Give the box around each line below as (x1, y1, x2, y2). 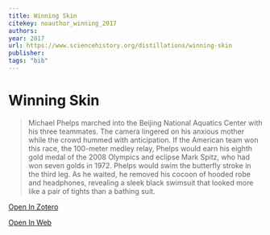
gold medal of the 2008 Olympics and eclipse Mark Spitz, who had (27, 152, 250, 162)
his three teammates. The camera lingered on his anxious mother (27, 126, 245, 136)
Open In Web (8, 217, 52, 227)
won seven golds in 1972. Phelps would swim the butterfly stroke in (27, 160, 251, 170)
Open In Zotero (8, 202, 59, 212)
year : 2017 (8, 34, 45, 43)
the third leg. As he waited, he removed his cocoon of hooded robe (27, 169, 251, 179)
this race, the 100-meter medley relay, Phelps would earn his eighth (27, 143, 252, 153)
